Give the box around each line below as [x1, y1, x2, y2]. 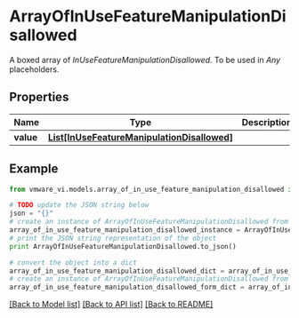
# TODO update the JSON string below [9, 201, 149, 210]
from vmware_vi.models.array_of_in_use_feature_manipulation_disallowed [9, 185, 285, 194]
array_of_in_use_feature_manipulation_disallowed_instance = [9, 226, 241, 235]
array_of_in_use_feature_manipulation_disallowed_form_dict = [9, 282, 245, 292]
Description [241, 115, 293, 128]
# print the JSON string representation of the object [9, 234, 217, 242]
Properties [9, 90, 69, 105]
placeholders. [9, 64, 60, 75]
